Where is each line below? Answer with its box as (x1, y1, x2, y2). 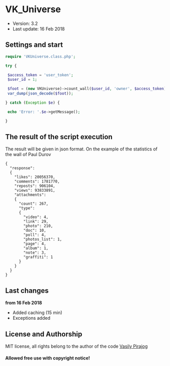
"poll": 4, (23, 232, 47, 237)
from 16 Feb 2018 (5, 300, 42, 306)
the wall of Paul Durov (5, 151, 52, 158)
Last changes (5, 286, 49, 295)
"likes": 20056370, (14, 174, 56, 180)
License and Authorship (5, 329, 82, 339)
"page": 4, (23, 241, 47, 247)
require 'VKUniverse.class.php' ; (5, 54, 76, 59)
